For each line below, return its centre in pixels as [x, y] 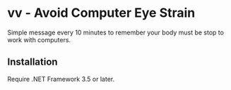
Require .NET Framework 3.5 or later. [61, 79]
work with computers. [39, 39]
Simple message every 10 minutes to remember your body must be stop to [116, 32]
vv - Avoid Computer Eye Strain [101, 13]
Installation [32, 62]
